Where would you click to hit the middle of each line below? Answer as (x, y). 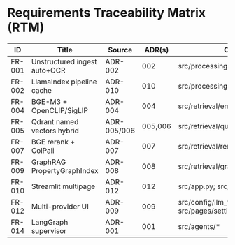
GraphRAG (49, 162)
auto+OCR (48, 70)
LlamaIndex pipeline (64, 82)
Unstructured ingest (64, 61)
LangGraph (50, 222)
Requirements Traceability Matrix (107, 13)
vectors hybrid (55, 131)
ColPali (43, 150)
